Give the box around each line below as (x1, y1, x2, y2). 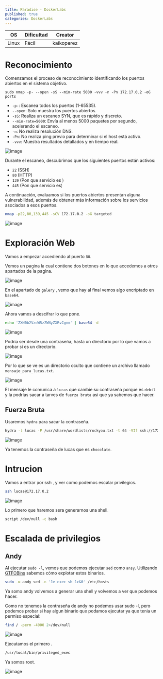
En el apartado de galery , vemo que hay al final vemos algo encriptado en (5, 287, 154, 293)
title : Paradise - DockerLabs (5, 7, 66, 12)
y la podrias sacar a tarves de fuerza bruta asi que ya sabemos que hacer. (5, 392, 155, 398)
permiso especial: (5, 613, 41, 619)
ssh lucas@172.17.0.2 (5, 489, 49, 494)
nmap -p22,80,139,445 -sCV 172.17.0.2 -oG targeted (5, 212, 112, 217)
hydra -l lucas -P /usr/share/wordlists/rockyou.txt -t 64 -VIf (5, 428, 138, 433)
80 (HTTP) (12, 172, 33, 178)
